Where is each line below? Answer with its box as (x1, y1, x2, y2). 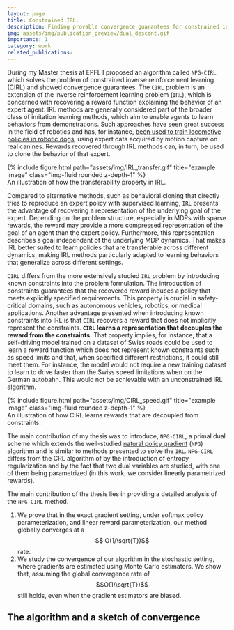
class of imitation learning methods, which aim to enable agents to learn (7, 112, 214, 121)
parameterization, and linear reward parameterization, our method (17, 518, 208, 526)
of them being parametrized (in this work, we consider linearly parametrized (7, 468, 226, 477)
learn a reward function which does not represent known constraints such (7, 346, 219, 354)
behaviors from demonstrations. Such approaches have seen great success (7, 120, 225, 128)
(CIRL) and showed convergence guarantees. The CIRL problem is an (7, 83, 205, 91)
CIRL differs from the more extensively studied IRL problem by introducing (7, 271, 219, 279)
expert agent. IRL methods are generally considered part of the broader (7, 105, 212, 114)
